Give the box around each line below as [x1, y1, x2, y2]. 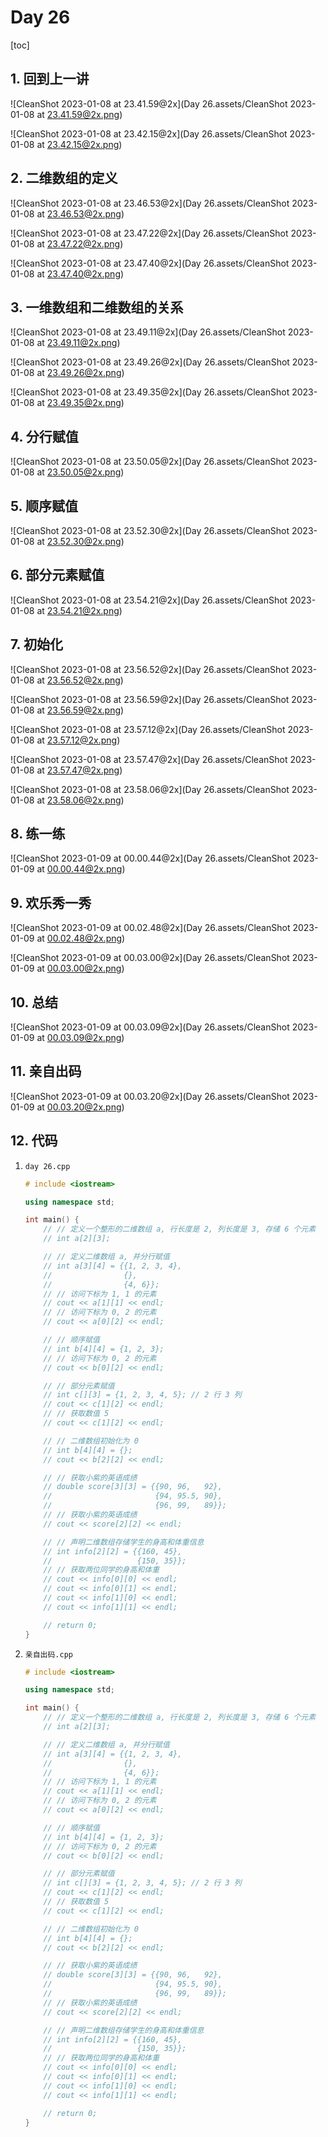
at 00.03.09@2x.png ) [36, 1032, 125, 1044]
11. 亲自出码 [10, 1063, 82, 1080]
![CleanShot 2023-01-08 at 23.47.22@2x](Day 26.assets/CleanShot [10, 227, 289, 239]
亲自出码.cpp [24, 1649, 73, 1660]
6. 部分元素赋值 [10, 567, 105, 584]
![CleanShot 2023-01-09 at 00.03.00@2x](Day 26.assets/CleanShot [10, 952, 290, 964]
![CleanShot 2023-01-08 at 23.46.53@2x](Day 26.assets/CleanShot [10, 197, 290, 209]
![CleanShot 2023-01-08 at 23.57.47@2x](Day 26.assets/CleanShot [10, 753, 288, 765]
